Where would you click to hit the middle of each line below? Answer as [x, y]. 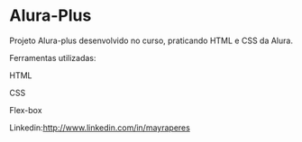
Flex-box [26, 110]
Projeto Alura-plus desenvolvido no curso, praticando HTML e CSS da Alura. [151, 40]
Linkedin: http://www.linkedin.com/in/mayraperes [100, 128]
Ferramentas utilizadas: [53, 58]
